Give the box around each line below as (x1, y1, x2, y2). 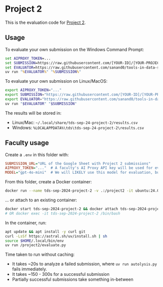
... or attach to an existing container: (5, 197, 77, 203)
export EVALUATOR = (5, 97, 42, 102)
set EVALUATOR (5, 65, 34, 70)
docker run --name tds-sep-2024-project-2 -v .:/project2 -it (5, 188, 133, 193)
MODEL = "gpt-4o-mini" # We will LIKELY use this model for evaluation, (5, 170, 153, 175)
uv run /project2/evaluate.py (5, 243, 66, 248)
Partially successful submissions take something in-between (12, 276, 133, 283)
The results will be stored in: (5, 110, 62, 116)
